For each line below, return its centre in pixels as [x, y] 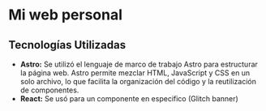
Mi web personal [66, 15]
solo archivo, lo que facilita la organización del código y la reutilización [138, 81]
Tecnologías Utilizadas [67, 45]
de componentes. [49, 90]
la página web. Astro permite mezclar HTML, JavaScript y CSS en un [135, 73]
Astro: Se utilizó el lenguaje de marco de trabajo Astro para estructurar [139, 64]
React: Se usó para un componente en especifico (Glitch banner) [129, 98]
